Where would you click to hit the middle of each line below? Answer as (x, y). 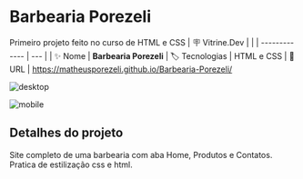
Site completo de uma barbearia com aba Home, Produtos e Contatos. (141, 154)
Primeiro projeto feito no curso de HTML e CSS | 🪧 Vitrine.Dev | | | (134, 42)
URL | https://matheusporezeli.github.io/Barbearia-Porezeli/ (121, 69)
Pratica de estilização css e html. (71, 164)
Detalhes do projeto (66, 133)
